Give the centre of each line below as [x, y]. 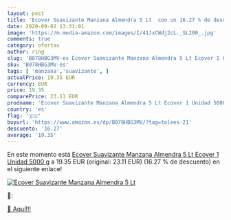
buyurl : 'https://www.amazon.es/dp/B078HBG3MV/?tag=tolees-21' [100, 122]
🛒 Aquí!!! [19, 209]
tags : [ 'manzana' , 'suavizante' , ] [58, 71]
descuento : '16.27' [35, 129]
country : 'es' [27, 109]
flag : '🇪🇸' [24, 115]
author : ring [26, 52]
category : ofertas [33, 45]
